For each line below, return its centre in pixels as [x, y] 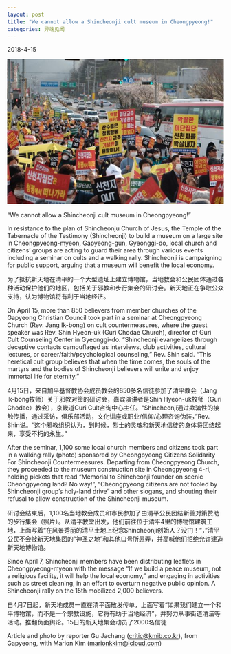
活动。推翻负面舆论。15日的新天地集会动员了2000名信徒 [87, 622]
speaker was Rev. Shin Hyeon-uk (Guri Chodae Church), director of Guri [109, 332]
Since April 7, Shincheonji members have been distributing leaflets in [104, 561]
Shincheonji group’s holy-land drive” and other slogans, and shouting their [112, 491]
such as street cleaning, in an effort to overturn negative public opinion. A [111, 583]
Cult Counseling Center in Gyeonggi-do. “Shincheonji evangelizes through [112, 339]
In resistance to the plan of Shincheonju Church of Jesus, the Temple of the [114, 228]
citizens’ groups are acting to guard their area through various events [105, 250]
